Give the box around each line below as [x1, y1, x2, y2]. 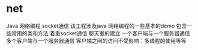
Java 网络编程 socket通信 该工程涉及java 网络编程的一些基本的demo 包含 [6, 22, 187, 29]
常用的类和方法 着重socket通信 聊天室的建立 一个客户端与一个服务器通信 [11, 29, 190, 37]
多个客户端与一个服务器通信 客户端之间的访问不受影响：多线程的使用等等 [6, 37, 187, 44]
